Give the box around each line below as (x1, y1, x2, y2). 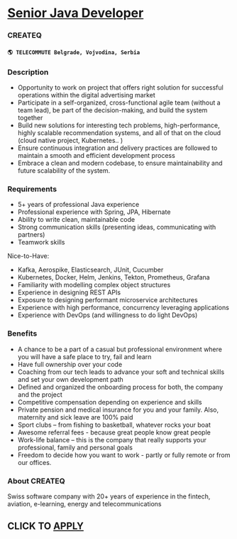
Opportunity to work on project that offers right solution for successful (17, 83, 224, 92)
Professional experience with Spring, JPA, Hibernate (17, 208, 171, 216)
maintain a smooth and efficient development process (17, 151, 175, 159)
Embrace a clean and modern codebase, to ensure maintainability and (17, 159, 223, 167)
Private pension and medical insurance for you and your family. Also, (17, 405, 219, 414)
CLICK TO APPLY (7, 521, 84, 533)
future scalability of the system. (17, 166, 111, 175)
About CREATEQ (7, 476, 65, 486)
